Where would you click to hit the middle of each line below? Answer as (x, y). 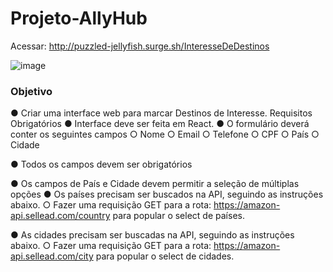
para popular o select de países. (178, 216)
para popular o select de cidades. (165, 256)
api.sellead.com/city (52, 256)
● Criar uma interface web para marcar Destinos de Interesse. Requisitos (161, 113)
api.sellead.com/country (60, 216)
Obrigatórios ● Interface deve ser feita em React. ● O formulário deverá (160, 124)
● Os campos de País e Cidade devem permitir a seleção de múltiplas (155, 184)
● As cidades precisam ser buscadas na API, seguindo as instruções (152, 235)
